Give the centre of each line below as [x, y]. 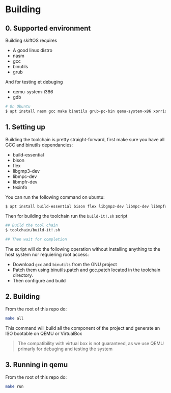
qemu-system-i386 [33, 92]
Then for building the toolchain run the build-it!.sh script [66, 216]
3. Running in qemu [37, 365]
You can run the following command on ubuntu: [55, 197]
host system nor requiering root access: [47, 255]
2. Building [23, 297]
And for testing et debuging [34, 82]
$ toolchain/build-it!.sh [33, 230]
